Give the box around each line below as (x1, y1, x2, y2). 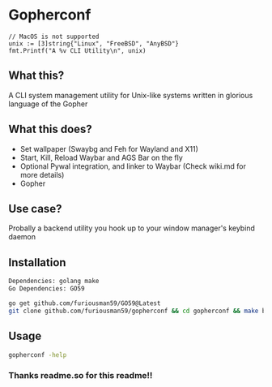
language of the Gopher (8, 99, 88, 109)
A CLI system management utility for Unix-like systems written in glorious (8, 90, 253, 100)
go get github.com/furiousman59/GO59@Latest (8, 299, 161, 307)
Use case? (8, 201, 62, 216)
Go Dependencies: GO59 (8, 285, 85, 293)
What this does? (8, 123, 93, 136)
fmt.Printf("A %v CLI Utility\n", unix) (8, 46, 147, 54)
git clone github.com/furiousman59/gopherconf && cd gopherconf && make (8, 307, 259, 315)
